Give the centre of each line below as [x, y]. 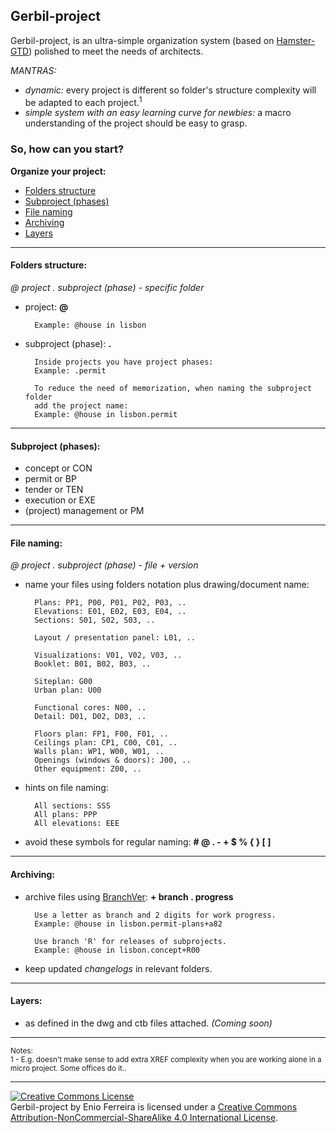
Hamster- [296, 40]
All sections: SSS [72, 806]
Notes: [21, 1050]
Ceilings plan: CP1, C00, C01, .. [106, 743]
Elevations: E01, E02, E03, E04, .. [110, 612]
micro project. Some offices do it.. [68, 1068]
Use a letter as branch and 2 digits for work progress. [155, 915]
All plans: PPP [66, 815]
